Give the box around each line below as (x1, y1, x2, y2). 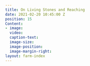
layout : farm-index (5, 53, 45, 59)
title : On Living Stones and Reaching (5, 7, 85, 12)
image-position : (9, 44, 43, 49)
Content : (5, 21, 23, 26)
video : (9, 30, 23, 35)
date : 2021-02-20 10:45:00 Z (5, 12, 65, 17)
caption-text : (9, 35, 39, 40)
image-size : (9, 40, 35, 45)
